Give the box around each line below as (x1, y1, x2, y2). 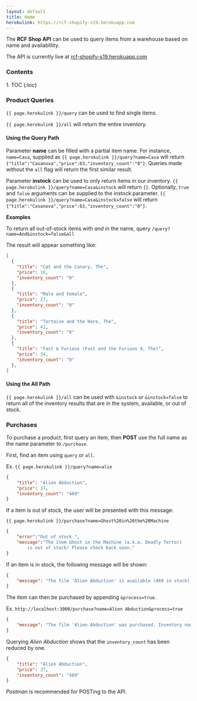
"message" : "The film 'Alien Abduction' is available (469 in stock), (16, 578, 193, 583)
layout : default (6, 8, 46, 15)
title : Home (6, 14, 35, 20)
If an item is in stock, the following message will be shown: (6, 561, 148, 568)
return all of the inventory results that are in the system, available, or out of (6, 400, 186, 407)
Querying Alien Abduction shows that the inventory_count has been (6, 638, 170, 645)
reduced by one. (6, 644, 46, 651)
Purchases (6, 421, 38, 429)
